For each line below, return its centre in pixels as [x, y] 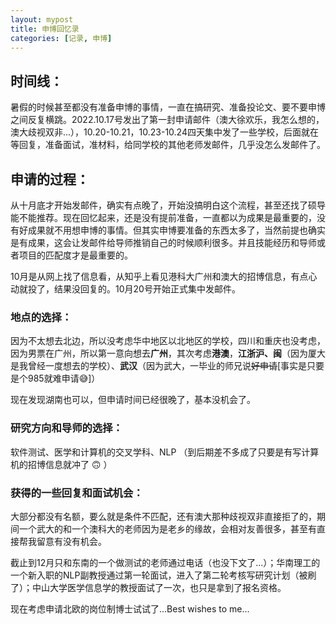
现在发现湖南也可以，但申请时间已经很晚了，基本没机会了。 [133, 400]
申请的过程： [50, 179]
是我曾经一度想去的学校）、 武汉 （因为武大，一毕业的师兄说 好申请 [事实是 [159, 366]
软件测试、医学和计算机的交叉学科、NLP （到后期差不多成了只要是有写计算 [165, 452]
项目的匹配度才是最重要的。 [75, 255]
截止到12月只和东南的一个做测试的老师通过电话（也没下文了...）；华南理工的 [165, 562]
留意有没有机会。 [71, 541]
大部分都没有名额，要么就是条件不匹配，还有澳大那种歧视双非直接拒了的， [163, 516]
